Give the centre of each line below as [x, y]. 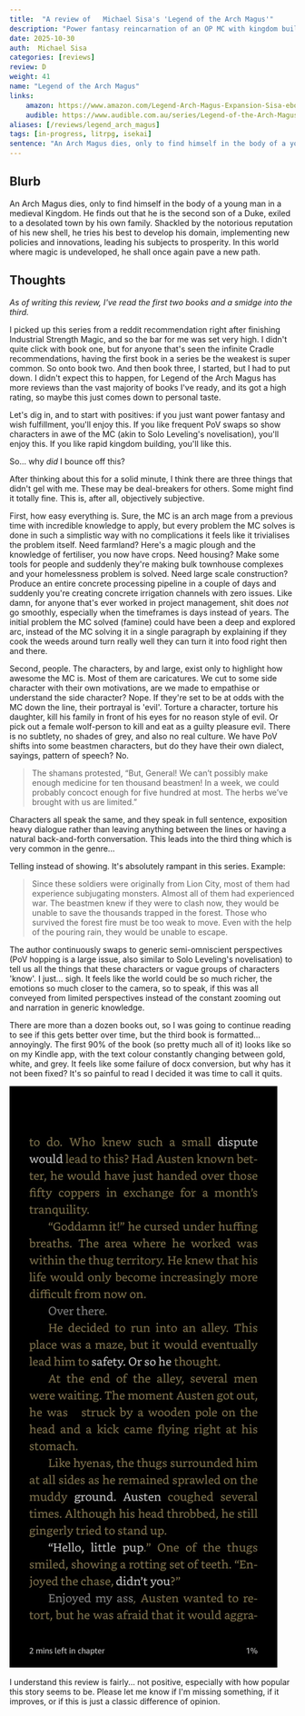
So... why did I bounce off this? [67, 461]
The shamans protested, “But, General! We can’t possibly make [150, 773]
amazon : [40, 105]
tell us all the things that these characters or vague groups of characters [144, 968]
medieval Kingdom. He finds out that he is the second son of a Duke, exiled [150, 213]
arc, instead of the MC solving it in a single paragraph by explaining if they [148, 631]
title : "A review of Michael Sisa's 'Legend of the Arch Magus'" [142, 19]
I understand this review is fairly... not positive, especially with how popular [150, 1681]
